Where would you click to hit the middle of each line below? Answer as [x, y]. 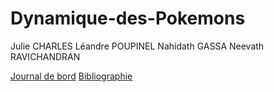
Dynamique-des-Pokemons [128, 18]
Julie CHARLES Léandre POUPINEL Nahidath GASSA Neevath [137, 46]
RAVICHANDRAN [45, 56]
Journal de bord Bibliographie [71, 76]
